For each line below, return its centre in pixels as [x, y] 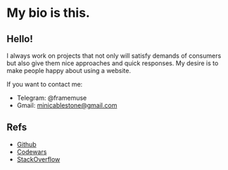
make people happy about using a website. [69, 71]
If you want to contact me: [45, 84]
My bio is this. [49, 13]
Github [26, 144]
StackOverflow [38, 159]
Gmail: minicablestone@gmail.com [67, 105]
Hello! [20, 39]
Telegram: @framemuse [52, 98]
